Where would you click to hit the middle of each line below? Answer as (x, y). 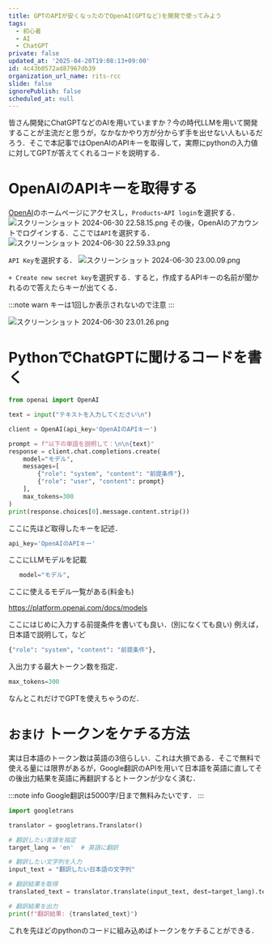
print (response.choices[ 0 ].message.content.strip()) (99, 512)
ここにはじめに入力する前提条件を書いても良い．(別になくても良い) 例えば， (136, 625)
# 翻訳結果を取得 (33, 884)
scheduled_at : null (41, 99)
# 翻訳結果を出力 (33, 906)
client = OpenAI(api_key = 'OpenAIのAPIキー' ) (83, 429)
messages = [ (41, 466)
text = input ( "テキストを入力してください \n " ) (80, 414)
